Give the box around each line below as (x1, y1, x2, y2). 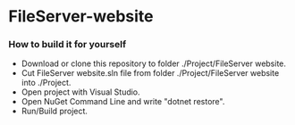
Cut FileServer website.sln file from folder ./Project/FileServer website (21, 68, 280, 79)
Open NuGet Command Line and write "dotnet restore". (21, 96, 225, 107)
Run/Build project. (21, 105, 88, 117)
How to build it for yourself (8, 38, 127, 51)
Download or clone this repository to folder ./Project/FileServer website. (21, 58, 287, 69)
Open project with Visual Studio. (21, 87, 140, 97)
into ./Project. (21, 78, 72, 88)
